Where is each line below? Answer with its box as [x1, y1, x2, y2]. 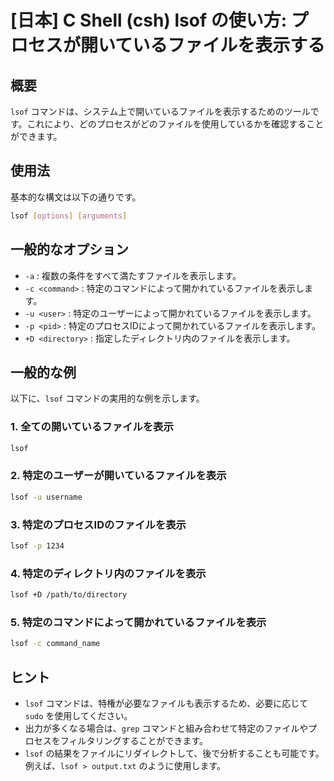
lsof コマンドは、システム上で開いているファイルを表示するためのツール [10, 106, 311, 117]
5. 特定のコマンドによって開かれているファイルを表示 [10, 615, 267, 629]
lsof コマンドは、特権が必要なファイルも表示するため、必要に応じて [24, 697, 309, 709]
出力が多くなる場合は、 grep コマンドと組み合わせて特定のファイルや [24, 722, 309, 734]
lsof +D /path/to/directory [10, 590, 128, 600]
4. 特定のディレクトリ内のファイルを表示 [10, 566, 207, 580]
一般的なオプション [10, 241, 129, 258]
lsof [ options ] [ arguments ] [10, 211, 128, 221]
